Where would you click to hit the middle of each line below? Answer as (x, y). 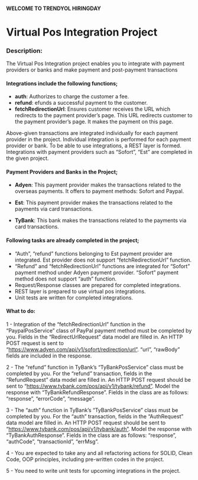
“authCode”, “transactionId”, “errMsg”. (53, 442)
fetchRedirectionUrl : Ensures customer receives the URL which (92, 109)
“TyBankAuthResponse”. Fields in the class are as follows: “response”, (91, 435)
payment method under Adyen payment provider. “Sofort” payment (97, 272)
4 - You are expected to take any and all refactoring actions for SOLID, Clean (99, 453)
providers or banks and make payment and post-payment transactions (92, 70)
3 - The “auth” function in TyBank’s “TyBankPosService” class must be (92, 410)
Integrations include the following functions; (62, 83)
